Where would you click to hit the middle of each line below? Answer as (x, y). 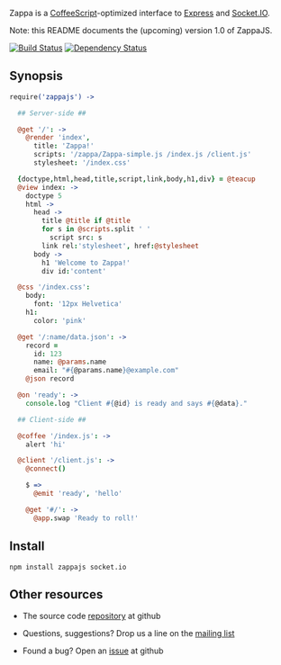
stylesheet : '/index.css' (82, 163)
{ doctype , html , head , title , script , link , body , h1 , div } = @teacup (136, 179)
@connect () (46, 469)
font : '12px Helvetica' (78, 304)
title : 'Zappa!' (63, 146)
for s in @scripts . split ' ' (96, 229)
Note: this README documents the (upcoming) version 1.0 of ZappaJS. (141, 30)
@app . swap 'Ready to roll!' (86, 518)
